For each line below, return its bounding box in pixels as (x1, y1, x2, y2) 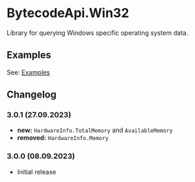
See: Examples (6, 68, 51, 76)
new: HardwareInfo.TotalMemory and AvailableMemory (16, 126, 173, 134)
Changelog (6, 89, 57, 101)
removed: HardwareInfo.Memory (16, 134, 109, 142)
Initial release (16, 167, 56, 176)
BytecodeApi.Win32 (6, 5, 130, 21)
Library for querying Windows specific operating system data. (6, 28, 189, 37)
